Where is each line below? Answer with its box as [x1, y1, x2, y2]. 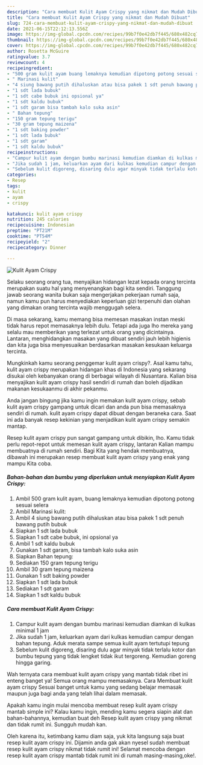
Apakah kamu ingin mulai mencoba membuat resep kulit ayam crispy [7, 702, 178, 709]
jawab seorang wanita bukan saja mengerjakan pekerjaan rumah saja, [7, 291, 180, 298]
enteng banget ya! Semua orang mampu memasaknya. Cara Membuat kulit [7, 677, 193, 685]
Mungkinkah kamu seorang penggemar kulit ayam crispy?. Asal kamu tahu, [7, 359, 193, 366]
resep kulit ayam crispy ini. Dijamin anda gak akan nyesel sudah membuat [7, 739, 190, 746]
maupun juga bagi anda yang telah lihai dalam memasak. [7, 690, 148, 697]
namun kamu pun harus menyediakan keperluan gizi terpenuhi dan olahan [7, 297, 191, 305]
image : [7, 31, 23, 37]
